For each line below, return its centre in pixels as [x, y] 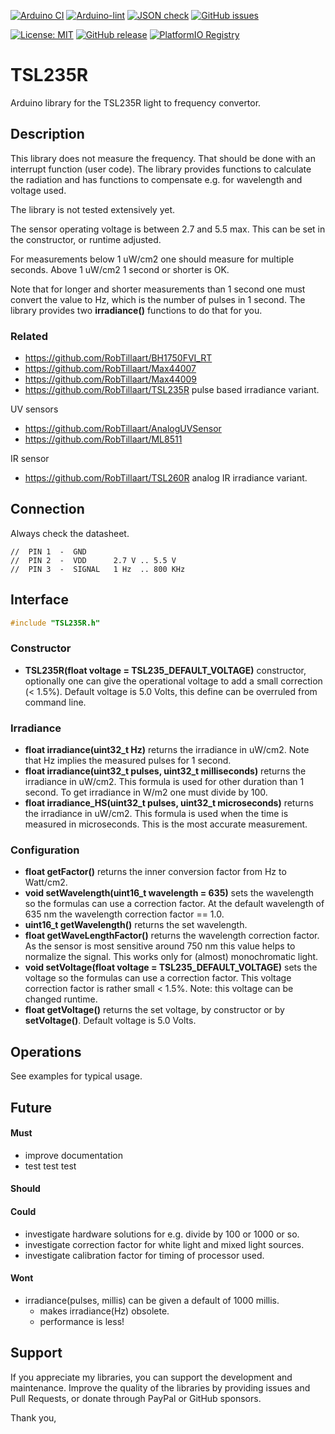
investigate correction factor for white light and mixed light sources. [164, 1244]
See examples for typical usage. [76, 1076]
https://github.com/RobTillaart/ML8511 [103, 439]
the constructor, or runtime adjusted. [86, 239]
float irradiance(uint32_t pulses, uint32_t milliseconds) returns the [165, 771]
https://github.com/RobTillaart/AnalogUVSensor [123, 429]
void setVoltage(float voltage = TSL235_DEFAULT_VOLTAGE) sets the [171, 967]
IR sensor [30, 459]
